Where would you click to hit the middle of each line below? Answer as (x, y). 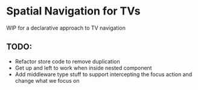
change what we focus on (47, 80)
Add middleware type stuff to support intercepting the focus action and (104, 74)
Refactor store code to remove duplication (67, 61)
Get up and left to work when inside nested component (83, 68)
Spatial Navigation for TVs (73, 11)
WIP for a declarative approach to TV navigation (66, 28)
